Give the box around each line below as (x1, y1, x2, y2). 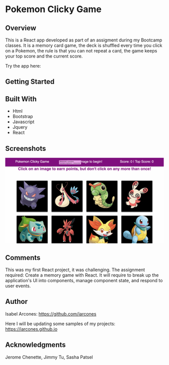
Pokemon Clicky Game (5, 4, 102, 15)
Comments (5, 253, 41, 262)
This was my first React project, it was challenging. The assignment (5, 267, 145, 273)
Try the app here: (5, 63, 41, 69)
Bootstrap (12, 114, 33, 120)
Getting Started (5, 77, 55, 86)
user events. (5, 283, 31, 289)
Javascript (12, 119, 35, 125)
